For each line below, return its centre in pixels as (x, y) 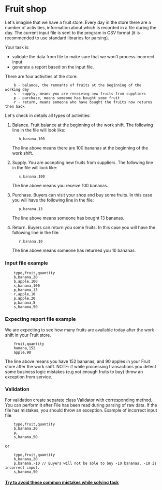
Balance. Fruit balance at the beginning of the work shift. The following (82, 125)
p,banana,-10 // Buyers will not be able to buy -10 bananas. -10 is (85, 463)
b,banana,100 (32, 139)
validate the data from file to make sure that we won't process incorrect (83, 56)
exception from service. (29, 376)
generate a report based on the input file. (53, 67)
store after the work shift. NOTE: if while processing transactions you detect (81, 366)
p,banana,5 (25, 303)
